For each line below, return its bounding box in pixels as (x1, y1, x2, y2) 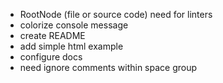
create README (19, 30, 86, 41)
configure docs (19, 51, 83, 63)
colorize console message (19, 19, 129, 31)
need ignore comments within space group (19, 62, 198, 73)
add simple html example (19, 40, 124, 52)
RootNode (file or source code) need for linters (19, 9, 213, 20)
